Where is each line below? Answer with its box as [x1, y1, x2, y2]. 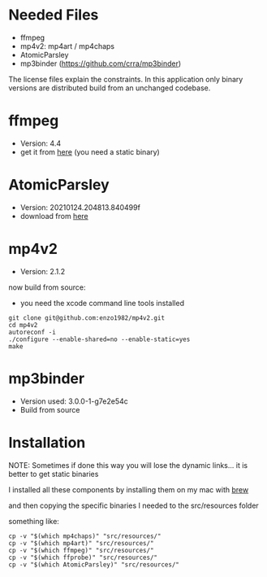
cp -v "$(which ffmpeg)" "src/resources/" [8, 546, 154, 554]
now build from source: [8, 282, 87, 292]
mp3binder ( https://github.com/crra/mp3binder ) [19, 59, 182, 68]
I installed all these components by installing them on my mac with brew [8, 484, 249, 494]
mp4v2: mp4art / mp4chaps [19, 41, 115, 50]
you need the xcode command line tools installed [19, 298, 185, 308]
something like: [8, 516, 59, 526]
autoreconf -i [8, 328, 57, 336]
